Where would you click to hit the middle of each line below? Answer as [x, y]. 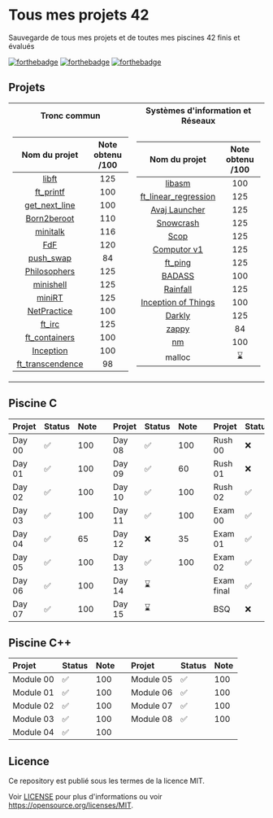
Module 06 [152, 693]
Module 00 [33, 680]
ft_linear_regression [178, 197]
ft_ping [178, 263]
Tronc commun [70, 116]
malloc [178, 357]
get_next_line [50, 205]
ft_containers [50, 337]
